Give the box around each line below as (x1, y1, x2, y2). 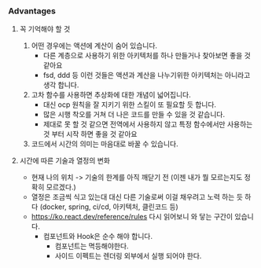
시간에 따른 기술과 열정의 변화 (19, 156, 110, 166)
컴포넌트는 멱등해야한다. (54, 241, 129, 251)
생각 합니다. (42, 80, 79, 90)
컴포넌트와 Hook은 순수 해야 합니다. (42, 232, 153, 241)
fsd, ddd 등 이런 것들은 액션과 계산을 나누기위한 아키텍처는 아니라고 (42, 71, 251, 80)
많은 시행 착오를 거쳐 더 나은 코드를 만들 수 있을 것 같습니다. (42, 110, 226, 119)
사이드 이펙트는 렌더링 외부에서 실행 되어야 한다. (54, 251, 202, 261)
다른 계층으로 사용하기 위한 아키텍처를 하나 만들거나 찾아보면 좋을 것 (42, 51, 252, 61)
